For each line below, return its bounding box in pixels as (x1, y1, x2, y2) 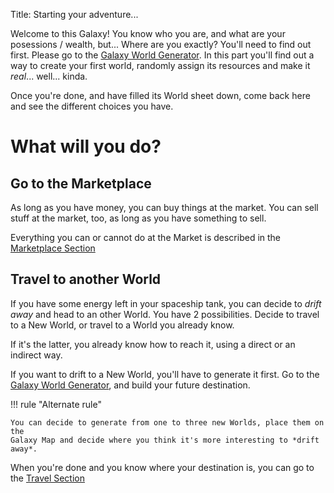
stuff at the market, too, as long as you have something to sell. (10, 212, 267, 224)
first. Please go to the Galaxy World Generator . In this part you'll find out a (10, 49, 315, 61)
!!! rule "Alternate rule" (10, 398, 102, 410)
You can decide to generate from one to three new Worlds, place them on (10, 417, 325, 428)
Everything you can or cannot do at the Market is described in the (10, 232, 282, 243)
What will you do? (10, 135, 162, 158)
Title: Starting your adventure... (10, 9, 139, 20)
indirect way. (10, 349, 63, 361)
